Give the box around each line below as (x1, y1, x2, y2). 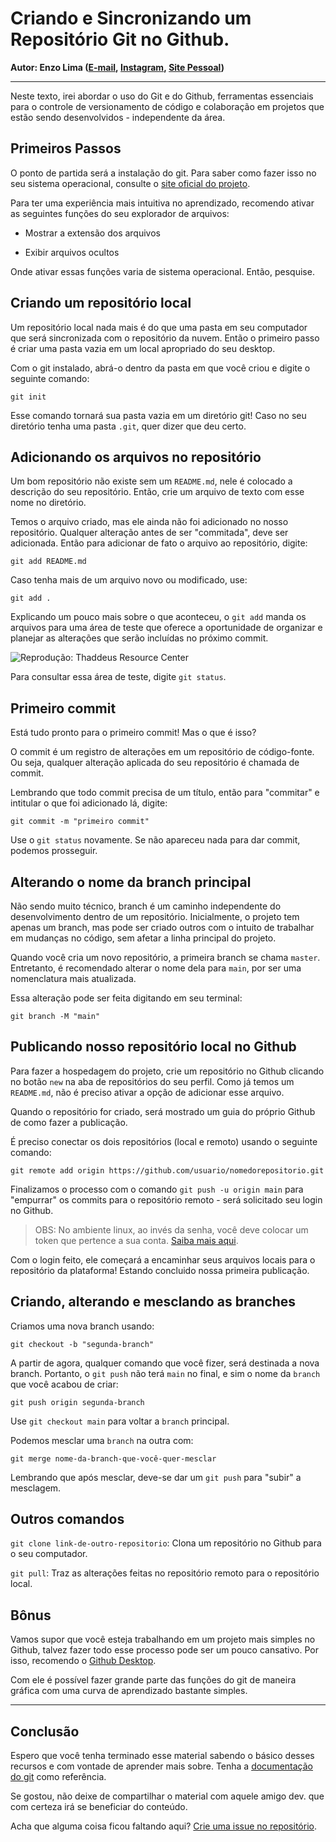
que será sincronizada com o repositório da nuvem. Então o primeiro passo (10, 332, 320, 344)
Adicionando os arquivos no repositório (10, 448, 262, 466)
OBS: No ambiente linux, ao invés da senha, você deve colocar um (34, 1223, 309, 1236)
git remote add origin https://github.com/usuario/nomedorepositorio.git (10, 1165, 325, 1176)
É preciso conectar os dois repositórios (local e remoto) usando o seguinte (10, 1135, 318, 1147)
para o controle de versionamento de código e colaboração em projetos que (10, 100, 325, 112)
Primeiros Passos (10, 140, 122, 157)
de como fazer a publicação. (10, 1116, 128, 1128)
